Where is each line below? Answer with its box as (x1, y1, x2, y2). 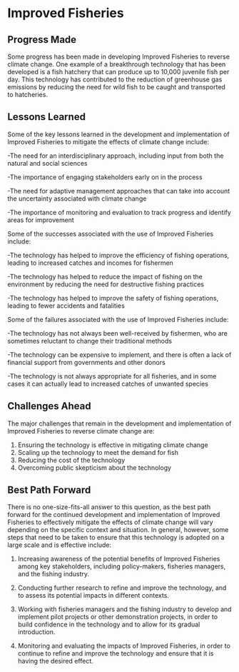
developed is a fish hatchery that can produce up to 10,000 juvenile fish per (7, 68, 230, 76)
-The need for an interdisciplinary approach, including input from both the (7, 151, 224, 160)
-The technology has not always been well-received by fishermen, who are (7, 329, 228, 337)
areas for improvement (7, 216, 75, 224)
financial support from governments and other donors (7, 358, 166, 366)
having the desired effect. (17, 657, 94, 666)
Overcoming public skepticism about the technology (17, 463, 172, 472)
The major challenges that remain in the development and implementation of (7, 419, 232, 428)
